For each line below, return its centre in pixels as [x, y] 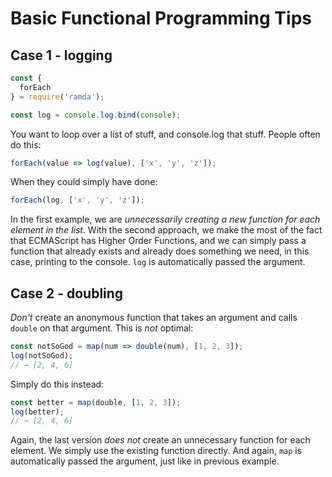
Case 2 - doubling [67, 293]
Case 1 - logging [61, 55]
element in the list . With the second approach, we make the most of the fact [166, 230]
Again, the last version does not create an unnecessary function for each [160, 440]
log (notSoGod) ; [42, 355]
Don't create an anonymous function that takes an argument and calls [154, 318]
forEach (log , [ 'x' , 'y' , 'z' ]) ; [77, 200]
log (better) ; [37, 412]
